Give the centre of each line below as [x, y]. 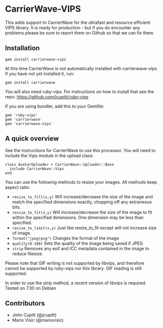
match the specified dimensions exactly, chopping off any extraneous [82, 202]
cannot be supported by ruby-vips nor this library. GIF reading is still [73, 268]
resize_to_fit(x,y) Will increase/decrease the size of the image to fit [82, 212]
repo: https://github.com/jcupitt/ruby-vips [47, 96]
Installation [22, 48]
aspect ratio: [18, 187]
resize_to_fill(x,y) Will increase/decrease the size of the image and [82, 196]
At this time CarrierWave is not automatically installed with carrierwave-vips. [81, 68]
